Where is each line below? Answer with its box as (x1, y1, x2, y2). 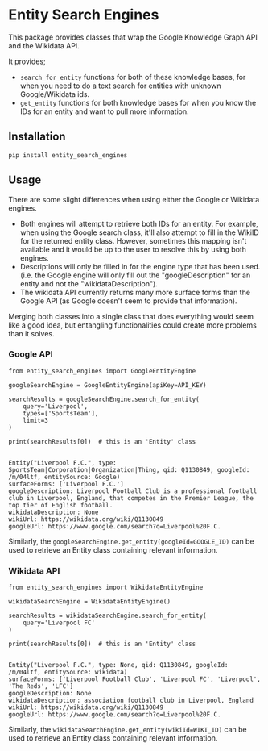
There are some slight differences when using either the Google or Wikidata (8, 194, 260, 204)
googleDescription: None (8, 690, 92, 698)
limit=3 (23, 416, 48, 424)
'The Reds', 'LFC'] (8, 682, 74, 691)
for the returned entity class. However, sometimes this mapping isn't (19, 236, 247, 245)
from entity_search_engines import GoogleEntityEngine (8, 367, 196, 375)
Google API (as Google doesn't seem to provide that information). (19, 296, 237, 306)
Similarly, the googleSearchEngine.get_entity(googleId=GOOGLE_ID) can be (8, 536, 255, 546)
